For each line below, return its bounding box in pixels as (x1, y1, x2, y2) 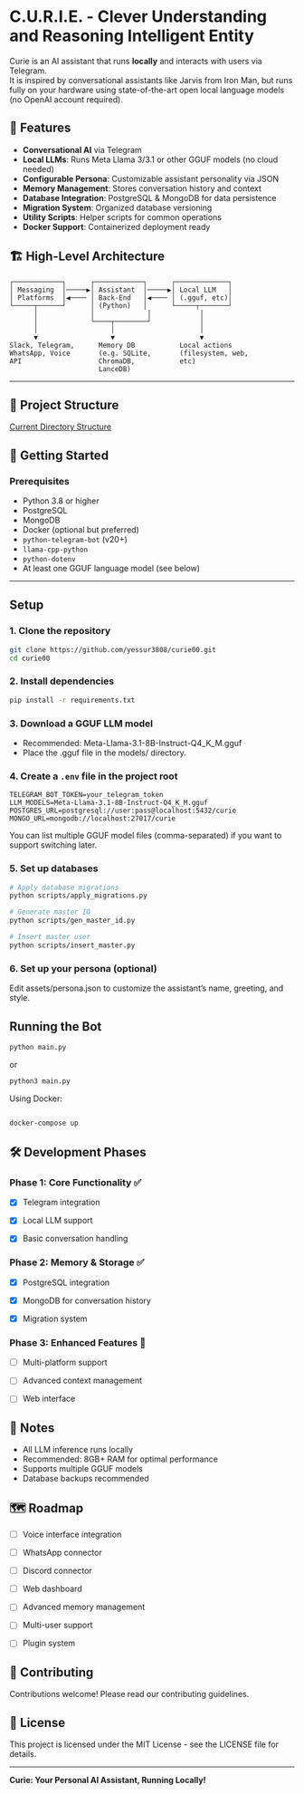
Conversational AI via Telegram (22, 144, 142, 155)
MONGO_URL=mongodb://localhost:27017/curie (9, 814, 176, 823)
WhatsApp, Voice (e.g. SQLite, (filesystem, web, (9, 349, 249, 358)
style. (9, 993, 30, 1003)
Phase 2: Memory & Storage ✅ (9, 1256, 145, 1269)
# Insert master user (9, 933, 91, 942)
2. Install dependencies (9, 675, 115, 687)
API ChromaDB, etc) (9, 356, 196, 366)
